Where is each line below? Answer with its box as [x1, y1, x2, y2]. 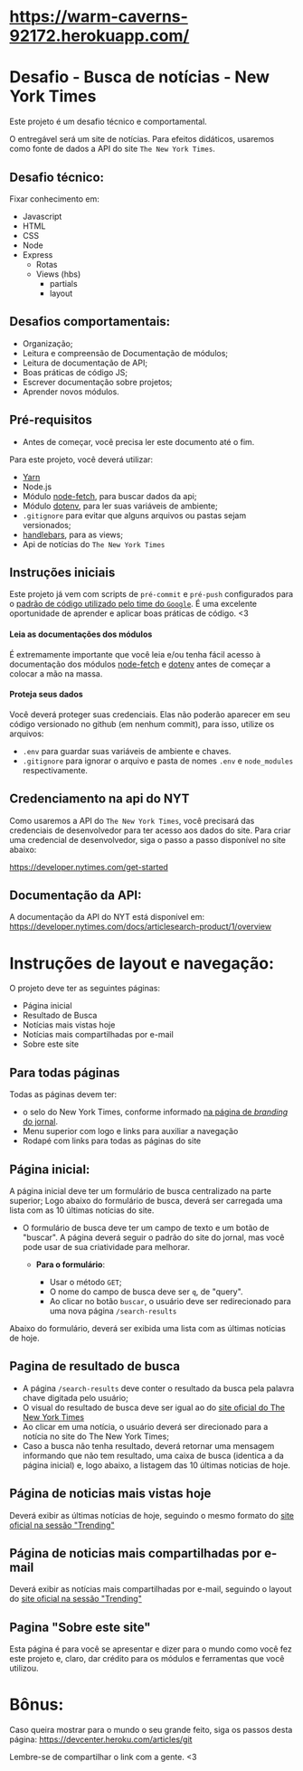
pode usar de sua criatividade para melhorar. [22, 1241, 190, 1252]
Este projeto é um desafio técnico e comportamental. [9, 116, 208, 128]
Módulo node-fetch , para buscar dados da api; [22, 490, 197, 501]
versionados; [22, 519, 71, 530]
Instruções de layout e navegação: [9, 952, 274, 973]
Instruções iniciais [9, 564, 116, 580]
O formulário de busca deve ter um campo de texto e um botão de [22, 1222, 270, 1233]
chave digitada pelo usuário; [22, 1392, 128, 1403]
